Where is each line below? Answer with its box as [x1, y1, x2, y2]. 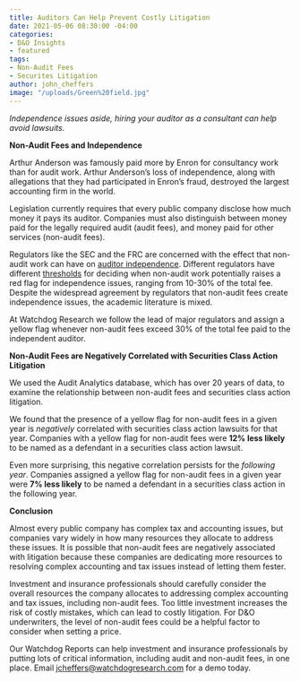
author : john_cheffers [9, 80, 94, 89]
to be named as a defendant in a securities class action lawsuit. [9, 442, 244, 453]
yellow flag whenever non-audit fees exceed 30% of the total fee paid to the [9, 324, 291, 334]
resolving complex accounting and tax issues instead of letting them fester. [9, 561, 287, 572]
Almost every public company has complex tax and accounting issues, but [9, 522, 284, 533]
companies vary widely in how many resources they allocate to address [9, 532, 274, 543]
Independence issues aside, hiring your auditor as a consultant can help [9, 113, 278, 124]
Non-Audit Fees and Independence [9, 140, 143, 151]
